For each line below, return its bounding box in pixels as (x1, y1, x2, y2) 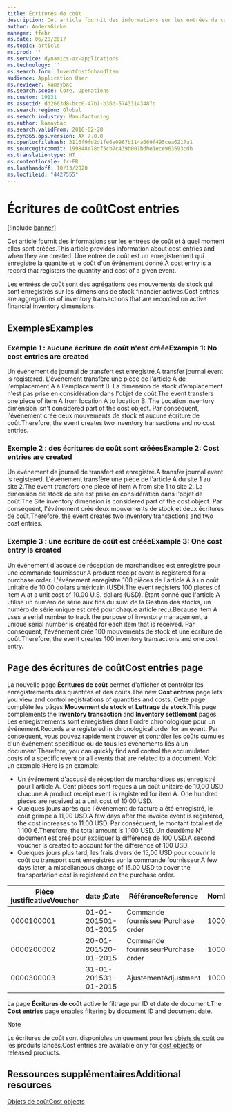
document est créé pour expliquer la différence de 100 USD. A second (17, 834, 215, 842)
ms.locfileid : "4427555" (7, 171, 79, 178)
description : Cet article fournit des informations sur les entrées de (7, 17, 217, 24)
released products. (7, 1048, 61, 1057)
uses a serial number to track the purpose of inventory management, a (7, 612, 209, 620)
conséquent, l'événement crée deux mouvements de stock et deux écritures (7, 505, 224, 513)
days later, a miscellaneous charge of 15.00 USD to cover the (17, 863, 191, 871)
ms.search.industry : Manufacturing (7, 113, 110, 120)
